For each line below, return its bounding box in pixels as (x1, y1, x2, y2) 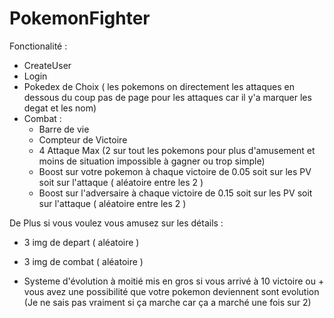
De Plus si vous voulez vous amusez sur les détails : (9, 217, 224, 229)
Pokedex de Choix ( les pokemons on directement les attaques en (23, 80, 295, 92)
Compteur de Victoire (38, 133, 128, 146)
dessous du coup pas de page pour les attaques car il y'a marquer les (23, 91, 312, 103)
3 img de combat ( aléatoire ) (23, 255, 144, 267)
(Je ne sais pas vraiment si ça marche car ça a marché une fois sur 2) (23, 296, 312, 308)
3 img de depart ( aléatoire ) (23, 236, 140, 248)
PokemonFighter (9, 7, 151, 30)
